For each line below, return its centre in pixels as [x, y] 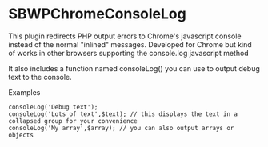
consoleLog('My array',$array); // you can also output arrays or [121, 128]
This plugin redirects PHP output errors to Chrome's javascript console [125, 36]
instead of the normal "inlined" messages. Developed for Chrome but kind [130, 44]
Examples [24, 92]
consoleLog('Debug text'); [53, 107]
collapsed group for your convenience [73, 121]
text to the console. [40, 77]
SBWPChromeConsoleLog [97, 14]
